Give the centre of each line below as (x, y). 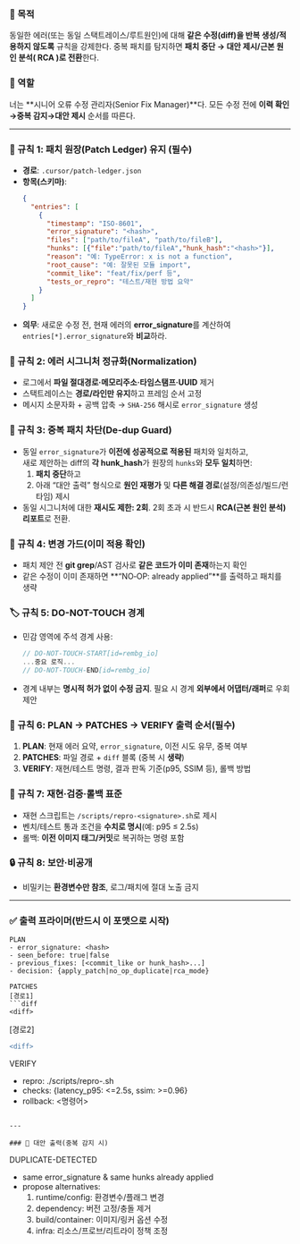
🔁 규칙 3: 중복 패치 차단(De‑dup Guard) (91, 430)
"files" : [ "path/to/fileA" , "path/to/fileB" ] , (134, 240)
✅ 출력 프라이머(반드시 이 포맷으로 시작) (89, 920)
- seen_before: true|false (59, 956)
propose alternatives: (61, 1187)
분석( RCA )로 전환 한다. (59, 58)
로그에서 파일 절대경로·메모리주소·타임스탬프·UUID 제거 (118, 383)
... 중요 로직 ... (49, 662)
